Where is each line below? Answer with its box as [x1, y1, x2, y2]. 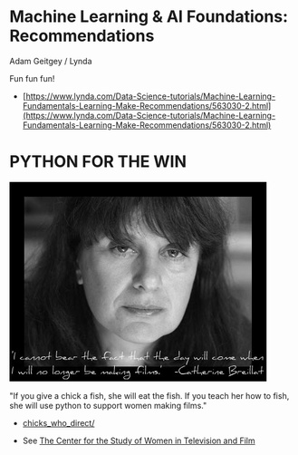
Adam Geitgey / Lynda [9, 55, 92, 66]
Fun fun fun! [9, 73, 55, 83]
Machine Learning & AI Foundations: [9, 6, 288, 27]
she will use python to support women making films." [9, 400, 207, 411]
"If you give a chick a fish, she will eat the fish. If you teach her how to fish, [9, 390, 290, 401]
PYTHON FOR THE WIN [9, 151, 187, 172]
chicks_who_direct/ [22, 417, 95, 428]
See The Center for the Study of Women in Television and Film [22, 435, 255, 446]
